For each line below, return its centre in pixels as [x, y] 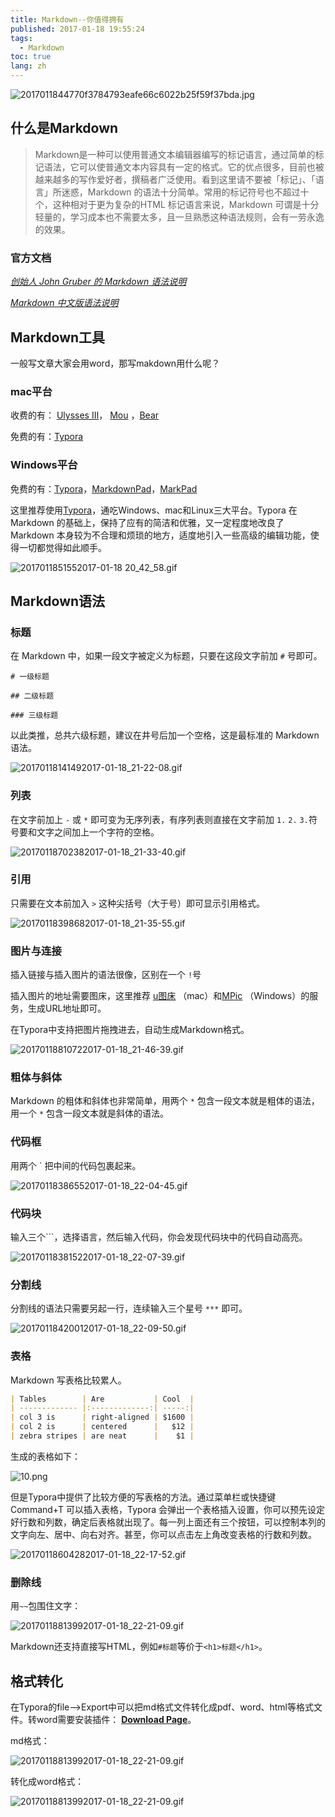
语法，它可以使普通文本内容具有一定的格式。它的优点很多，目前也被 [184, 167]
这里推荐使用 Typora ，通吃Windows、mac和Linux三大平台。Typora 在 [154, 510]
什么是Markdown [64, 128]
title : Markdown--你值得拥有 [67, 19]
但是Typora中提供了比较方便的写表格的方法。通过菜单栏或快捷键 [143, 1497]
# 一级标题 [30, 677]
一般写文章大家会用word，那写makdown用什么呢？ [115, 363]
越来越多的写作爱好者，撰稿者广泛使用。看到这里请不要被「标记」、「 [175, 179]
